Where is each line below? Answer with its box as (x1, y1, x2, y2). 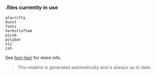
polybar (5, 37, 21, 42)
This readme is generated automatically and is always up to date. (17, 64, 151, 70)
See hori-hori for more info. (5, 54, 61, 61)
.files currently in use (5, 4, 58, 11)
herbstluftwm (5, 28, 32, 33)
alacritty (5, 15, 26, 20)
